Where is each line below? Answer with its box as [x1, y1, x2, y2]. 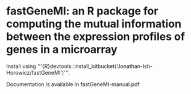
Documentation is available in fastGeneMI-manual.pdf [6, 80, 140, 88]
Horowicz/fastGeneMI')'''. [6, 69, 70, 76]
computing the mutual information [6, 17, 182, 31]
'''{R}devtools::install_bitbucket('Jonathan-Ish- [37, 62, 153, 70]
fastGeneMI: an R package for [6, 4, 158, 18]
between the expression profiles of [6, 30, 186, 43]
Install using [6, 62, 36, 70]
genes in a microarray [6, 43, 117, 57]
